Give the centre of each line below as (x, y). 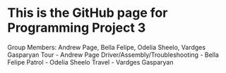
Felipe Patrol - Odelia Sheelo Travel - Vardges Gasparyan (90, 62)
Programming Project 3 (77, 28)
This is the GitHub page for (88, 13)
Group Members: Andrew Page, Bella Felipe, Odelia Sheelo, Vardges (107, 47)
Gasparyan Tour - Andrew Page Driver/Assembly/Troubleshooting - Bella (113, 55)
